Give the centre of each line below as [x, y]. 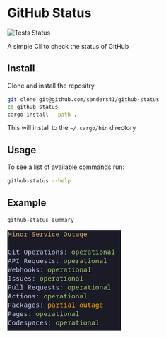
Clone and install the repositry [51, 86]
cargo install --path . [42, 115]
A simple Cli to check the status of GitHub [68, 46]
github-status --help [39, 181]
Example [27, 203]
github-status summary [41, 220]
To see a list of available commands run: [66, 167]
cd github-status [33, 107]
